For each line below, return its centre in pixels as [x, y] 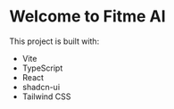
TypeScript [42, 68]
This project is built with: [54, 41]
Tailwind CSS [46, 96]
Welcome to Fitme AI [88, 17]
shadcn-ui [41, 87]
